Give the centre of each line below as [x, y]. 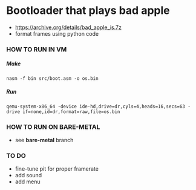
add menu [28, 182]
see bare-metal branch [44, 140]
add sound [28, 175]
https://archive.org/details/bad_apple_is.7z [68, 27]
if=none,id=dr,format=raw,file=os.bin [71, 112]
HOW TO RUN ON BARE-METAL [53, 126]
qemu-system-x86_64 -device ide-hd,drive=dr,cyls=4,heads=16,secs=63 [96, 106]
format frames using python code [57, 33]
